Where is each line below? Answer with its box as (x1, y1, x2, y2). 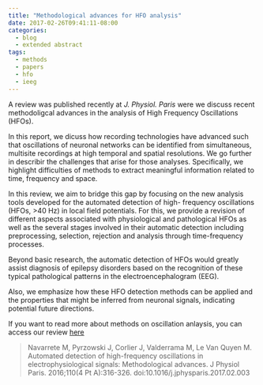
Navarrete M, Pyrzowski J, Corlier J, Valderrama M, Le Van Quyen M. (27, 342, 253, 352)
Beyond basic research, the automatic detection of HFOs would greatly (8, 255, 239, 264)
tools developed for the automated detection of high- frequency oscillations (8, 197, 255, 206)
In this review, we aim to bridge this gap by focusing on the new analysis (8, 189, 244, 198)
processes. (8, 239, 45, 249)
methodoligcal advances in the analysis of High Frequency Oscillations (8, 108, 239, 117)
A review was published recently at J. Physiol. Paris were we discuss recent (8, 100, 255, 109)
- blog (15, 33, 37, 42)
